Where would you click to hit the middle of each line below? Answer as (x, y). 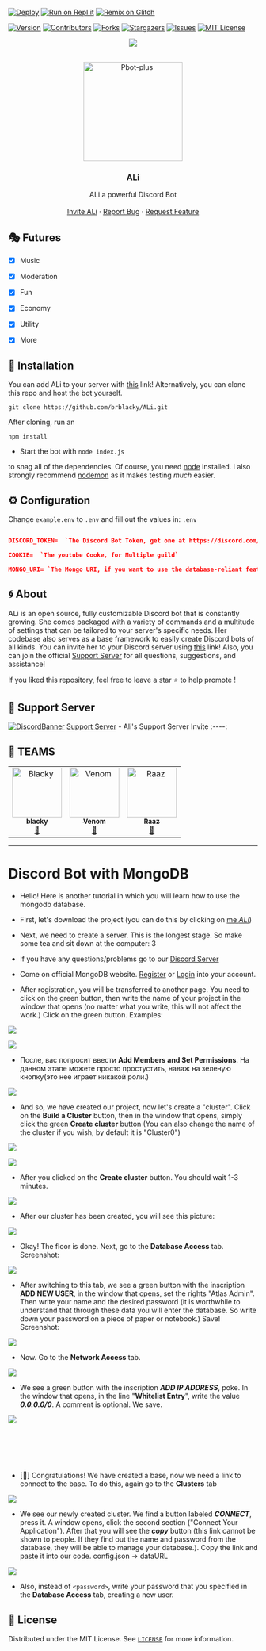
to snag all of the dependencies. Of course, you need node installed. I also (129, 467)
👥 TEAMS (32, 751)
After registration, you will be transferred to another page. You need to (134, 990)
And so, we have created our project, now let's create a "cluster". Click (135, 1107)
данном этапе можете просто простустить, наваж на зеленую (125, 1069)
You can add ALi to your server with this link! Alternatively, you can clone (127, 385)
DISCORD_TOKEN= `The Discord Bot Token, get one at (97, 541)
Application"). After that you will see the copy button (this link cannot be (137, 1531)
